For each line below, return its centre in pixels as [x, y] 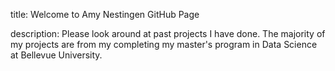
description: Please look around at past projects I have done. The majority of [168, 33]
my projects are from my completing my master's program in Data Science [164, 44]
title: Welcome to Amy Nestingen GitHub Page [105, 14]
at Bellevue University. [56, 55]
